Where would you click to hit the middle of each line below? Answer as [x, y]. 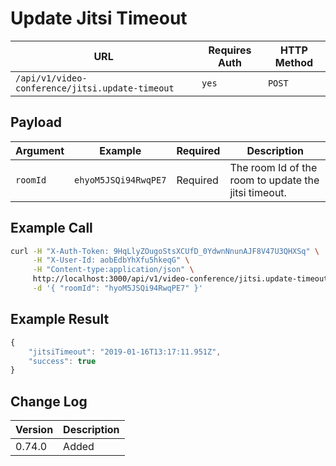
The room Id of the [273, 167]
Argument [40, 150]
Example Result [60, 319]
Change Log [49, 401]
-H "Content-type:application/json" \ [113, 270]
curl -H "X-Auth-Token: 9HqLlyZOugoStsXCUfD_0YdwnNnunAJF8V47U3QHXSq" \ [165, 251]
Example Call [51, 228]
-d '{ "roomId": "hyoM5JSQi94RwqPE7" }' [117, 288]
